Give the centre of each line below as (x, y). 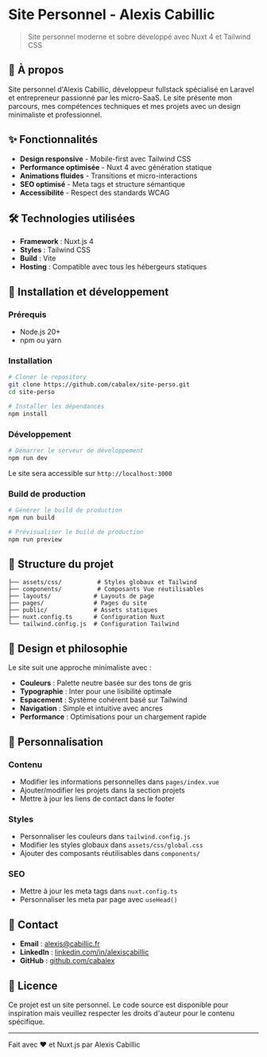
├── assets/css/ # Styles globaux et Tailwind (103, 583)
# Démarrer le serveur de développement (76, 451)
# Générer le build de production (66, 510)
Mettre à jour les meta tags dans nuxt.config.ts (99, 891)
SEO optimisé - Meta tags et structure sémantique (102, 184)
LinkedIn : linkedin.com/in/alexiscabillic (84, 952)
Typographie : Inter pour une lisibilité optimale (96, 691)
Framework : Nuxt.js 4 (56, 242)
